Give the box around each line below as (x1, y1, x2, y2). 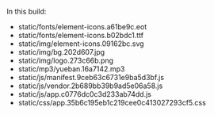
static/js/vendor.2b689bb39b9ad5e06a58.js (17, 81, 163, 90)
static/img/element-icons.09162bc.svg (17, 39, 144, 48)
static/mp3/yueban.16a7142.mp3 (17, 64, 125, 74)
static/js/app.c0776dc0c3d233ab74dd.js (17, 90, 151, 98)
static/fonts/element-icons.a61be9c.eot (17, 22, 147, 31)
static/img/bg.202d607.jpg (17, 48, 105, 56)
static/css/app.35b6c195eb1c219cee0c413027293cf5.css (17, 98, 206, 107)
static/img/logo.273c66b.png (17, 56, 114, 65)
